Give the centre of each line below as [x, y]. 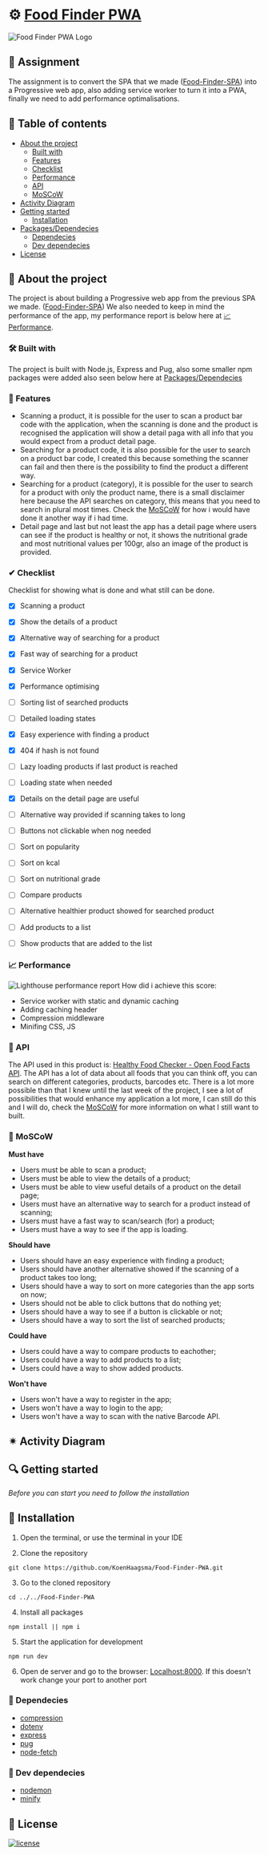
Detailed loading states [58, 718]
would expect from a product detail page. [88, 441]
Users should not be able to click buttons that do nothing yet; [120, 1303]
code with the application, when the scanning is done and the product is [139, 424]
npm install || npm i [44, 1627]
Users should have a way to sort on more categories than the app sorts [137, 1286]
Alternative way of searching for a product [90, 638]
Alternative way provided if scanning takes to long [102, 814]
